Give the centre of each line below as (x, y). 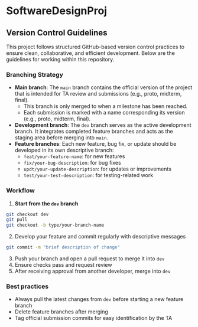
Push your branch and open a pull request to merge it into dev (90, 259)
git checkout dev (27, 214)
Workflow (21, 191)
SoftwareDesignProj (57, 11)
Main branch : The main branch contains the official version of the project (103, 87)
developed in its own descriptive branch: (64, 150)
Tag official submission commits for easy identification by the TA (93, 318)
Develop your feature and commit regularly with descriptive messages (100, 237)
